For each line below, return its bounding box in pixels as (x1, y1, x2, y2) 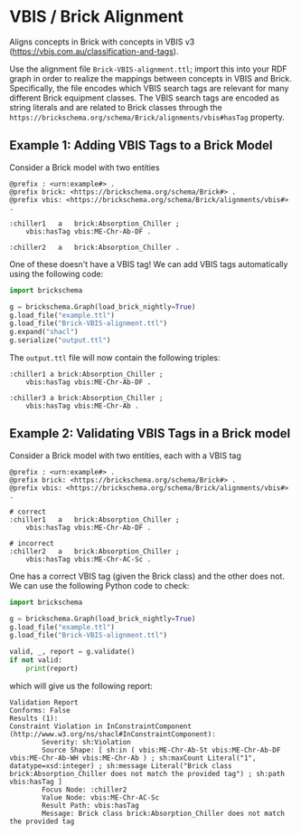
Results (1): (9, 714, 59, 723)
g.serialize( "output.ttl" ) (9, 336, 111, 345)
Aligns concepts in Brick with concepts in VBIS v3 (9, 36, 195, 47)
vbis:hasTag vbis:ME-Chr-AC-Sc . (25, 554, 152, 563)
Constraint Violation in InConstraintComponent (9, 722, 193, 731)
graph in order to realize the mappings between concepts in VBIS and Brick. (9, 72, 292, 83)
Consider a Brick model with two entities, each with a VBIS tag (9, 450, 241, 461)
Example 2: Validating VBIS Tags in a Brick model (9, 426, 291, 441)
